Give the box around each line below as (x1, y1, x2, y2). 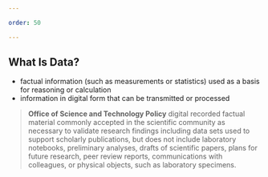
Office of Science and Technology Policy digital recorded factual (27, 109, 246, 119)
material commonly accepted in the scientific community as (27, 118, 226, 127)
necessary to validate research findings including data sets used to (27, 126, 250, 136)
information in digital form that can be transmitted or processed (19, 94, 230, 103)
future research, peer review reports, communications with (27, 151, 223, 161)
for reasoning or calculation (19, 85, 112, 95)
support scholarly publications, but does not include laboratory (27, 135, 237, 144)
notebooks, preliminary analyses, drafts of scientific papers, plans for (27, 143, 258, 153)
